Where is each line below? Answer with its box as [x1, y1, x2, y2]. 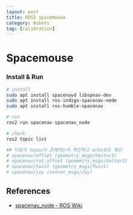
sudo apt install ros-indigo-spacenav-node [6, 97, 117, 104]
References [6, 186, 51, 196]
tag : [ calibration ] [6, 25, 55, 32]
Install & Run [6, 73, 44, 81]
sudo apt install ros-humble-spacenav [6, 103, 104, 109]
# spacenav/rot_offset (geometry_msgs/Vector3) [6, 158, 128, 164]
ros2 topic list [6, 136, 47, 142]
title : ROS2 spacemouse [6, 14, 66, 20]
